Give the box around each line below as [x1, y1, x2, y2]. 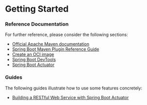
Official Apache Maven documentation [12, 41, 90, 47]
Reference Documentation [5, 21, 69, 28]
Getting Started [5, 3, 69, 15]
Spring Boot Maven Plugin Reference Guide [12, 46, 99, 52]
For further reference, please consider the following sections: [5, 32, 128, 37]
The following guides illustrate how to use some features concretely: [5, 85, 143, 91]
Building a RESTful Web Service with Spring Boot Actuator [12, 94, 129, 100]
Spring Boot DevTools [12, 57, 56, 63]
